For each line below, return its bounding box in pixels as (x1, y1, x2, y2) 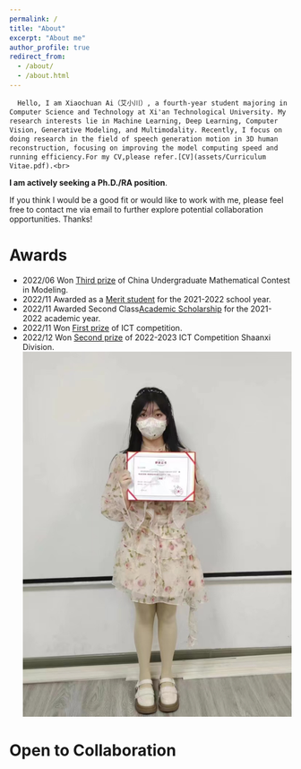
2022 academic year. (21, 312, 101, 323)
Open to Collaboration (9, 740, 176, 760)
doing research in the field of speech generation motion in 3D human (9, 135, 279, 144)
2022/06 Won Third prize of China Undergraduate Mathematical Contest (21, 275, 291, 285)
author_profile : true (9, 43, 90, 52)
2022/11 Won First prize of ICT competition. (21, 322, 183, 333)
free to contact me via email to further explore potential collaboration (9, 204, 264, 214)
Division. (21, 341, 56, 352)
